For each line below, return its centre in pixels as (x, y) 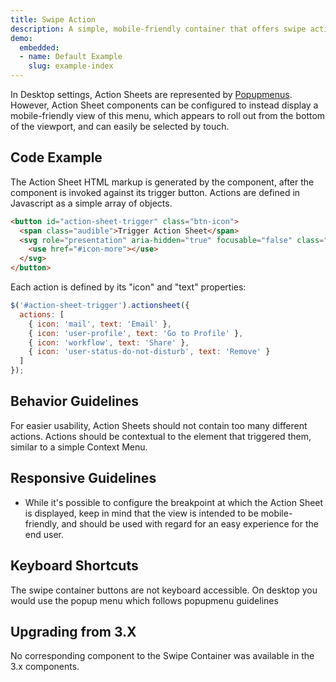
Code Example (56, 157)
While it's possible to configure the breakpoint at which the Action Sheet (174, 502)
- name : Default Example (71, 57)
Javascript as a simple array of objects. (91, 203)
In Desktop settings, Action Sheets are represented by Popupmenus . (151, 94)
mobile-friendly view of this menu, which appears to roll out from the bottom (168, 115)
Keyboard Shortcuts (74, 566)
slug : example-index (71, 66)
